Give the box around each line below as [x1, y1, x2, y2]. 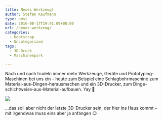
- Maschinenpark [9, 53, 43, 58]
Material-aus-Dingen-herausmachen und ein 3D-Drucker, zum [5, 81, 132, 87]
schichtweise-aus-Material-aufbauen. [5, 87, 82, 92]
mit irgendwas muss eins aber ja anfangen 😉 [5, 110, 97, 116]
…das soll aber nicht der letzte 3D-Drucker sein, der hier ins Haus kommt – [5, 105, 157, 111]
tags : [5, 44, 16, 49]
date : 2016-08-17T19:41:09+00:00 [5, 21, 74, 26]
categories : [5, 30, 30, 35]
